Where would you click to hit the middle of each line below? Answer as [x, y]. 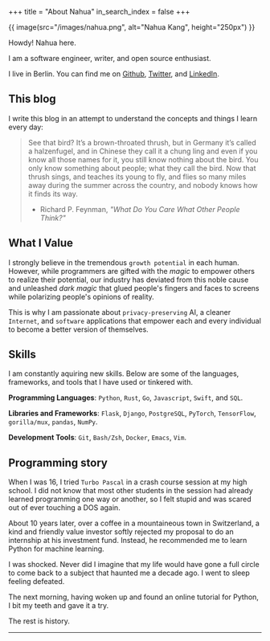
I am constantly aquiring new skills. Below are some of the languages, [124, 374]
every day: [26, 127]
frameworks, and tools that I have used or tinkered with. [100, 382]
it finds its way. [53, 194]
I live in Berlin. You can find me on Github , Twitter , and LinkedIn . [114, 74]
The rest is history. [39, 621]
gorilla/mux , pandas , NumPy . [53, 422]
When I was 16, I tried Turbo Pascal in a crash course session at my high [128, 482]
